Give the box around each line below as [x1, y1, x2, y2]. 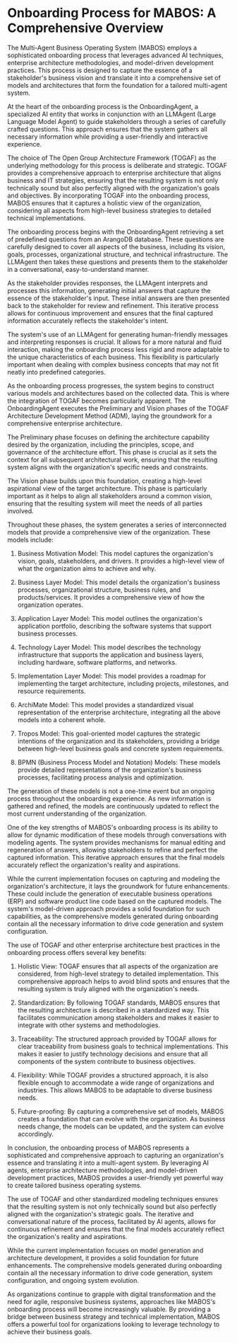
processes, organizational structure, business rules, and [17, 585, 181, 594]
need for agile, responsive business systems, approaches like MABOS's [7, 1297, 216, 1305]
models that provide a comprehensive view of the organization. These [7, 527, 211, 536]
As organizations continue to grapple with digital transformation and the [7, 1290, 217, 1298]
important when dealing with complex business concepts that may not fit [7, 360, 219, 369]
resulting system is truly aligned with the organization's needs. [17, 984, 200, 993]
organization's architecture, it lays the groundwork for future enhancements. [7, 881, 229, 890]
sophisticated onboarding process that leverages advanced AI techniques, [7, 51, 224, 59]
